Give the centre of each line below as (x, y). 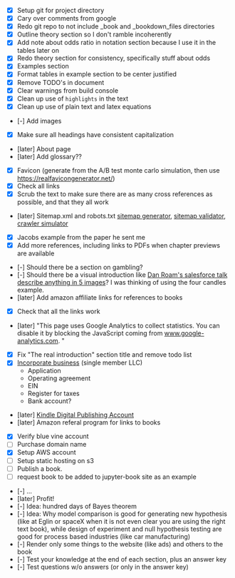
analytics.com (37, 341)
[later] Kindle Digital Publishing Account (75, 415)
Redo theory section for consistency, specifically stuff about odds (114, 58)
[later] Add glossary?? (49, 156)
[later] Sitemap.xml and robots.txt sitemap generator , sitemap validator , (121, 216)
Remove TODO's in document (61, 82)
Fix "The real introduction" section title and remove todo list (104, 355)
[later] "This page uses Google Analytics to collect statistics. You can (118, 326)
